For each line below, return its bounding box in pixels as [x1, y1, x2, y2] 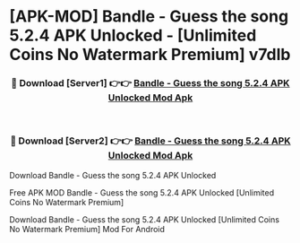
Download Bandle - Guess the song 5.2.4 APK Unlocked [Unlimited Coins [9, 213, 280, 225]
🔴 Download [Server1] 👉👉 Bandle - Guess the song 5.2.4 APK [11, 77, 290, 90]
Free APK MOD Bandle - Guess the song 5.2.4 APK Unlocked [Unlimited [9, 187, 275, 198]
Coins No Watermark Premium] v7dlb [9, 45, 291, 65]
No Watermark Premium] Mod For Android [9, 223, 166, 234]
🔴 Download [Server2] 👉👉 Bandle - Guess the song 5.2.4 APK [10, 135, 291, 147]
